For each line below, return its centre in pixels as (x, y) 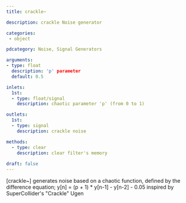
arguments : (20, 60)
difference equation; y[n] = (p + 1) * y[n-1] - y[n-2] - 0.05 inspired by (90, 187)
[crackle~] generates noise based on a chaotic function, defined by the (93, 181)
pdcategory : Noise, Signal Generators (54, 49)
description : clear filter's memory (62, 153)
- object (20, 39)
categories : (21, 33)
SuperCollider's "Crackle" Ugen (45, 193)
